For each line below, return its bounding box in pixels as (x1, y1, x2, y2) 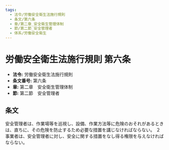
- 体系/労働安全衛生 (10, 31, 47, 36)
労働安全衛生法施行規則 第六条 (5, 54, 131, 65)
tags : (5, 7, 17, 13)
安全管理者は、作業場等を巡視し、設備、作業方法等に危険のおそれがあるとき (5, 120, 164, 126)
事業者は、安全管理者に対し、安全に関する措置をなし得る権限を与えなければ (5, 133, 164, 139)
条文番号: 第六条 (12, 77, 47, 83)
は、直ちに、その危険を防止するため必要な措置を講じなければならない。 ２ (5, 126, 161, 133)
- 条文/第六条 (10, 17, 36, 22)
